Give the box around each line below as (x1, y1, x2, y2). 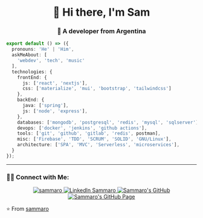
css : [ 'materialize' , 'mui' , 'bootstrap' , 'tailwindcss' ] (22, 86, 172, 92)
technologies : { (11, 69, 53, 75)
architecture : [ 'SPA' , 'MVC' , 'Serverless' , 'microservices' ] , (17, 142, 180, 148)
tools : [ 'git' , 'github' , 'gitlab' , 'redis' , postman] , (17, 130, 161, 136)
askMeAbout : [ (11, 52, 47, 58)
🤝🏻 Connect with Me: (6, 173, 69, 181)
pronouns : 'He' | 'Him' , (11, 46, 74, 53)
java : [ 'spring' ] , (22, 103, 69, 109)
